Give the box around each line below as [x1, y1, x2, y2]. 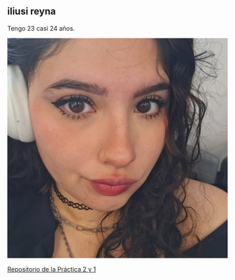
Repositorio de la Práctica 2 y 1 [7, 265, 97, 273]
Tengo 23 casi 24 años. [7, 24, 76, 32]
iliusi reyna [7, 6, 56, 17]
